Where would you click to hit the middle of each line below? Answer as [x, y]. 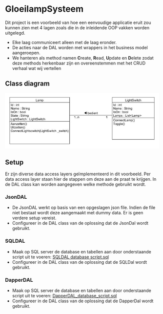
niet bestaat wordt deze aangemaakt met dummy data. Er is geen [78, 213]
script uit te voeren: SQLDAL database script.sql [60, 257]
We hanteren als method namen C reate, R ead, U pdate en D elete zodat [83, 58]
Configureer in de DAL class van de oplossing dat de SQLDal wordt [80, 262]
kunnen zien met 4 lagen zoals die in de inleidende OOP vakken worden [77, 27]
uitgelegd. [15, 33]
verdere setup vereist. [34, 218]
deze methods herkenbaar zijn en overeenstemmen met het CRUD [79, 63]
